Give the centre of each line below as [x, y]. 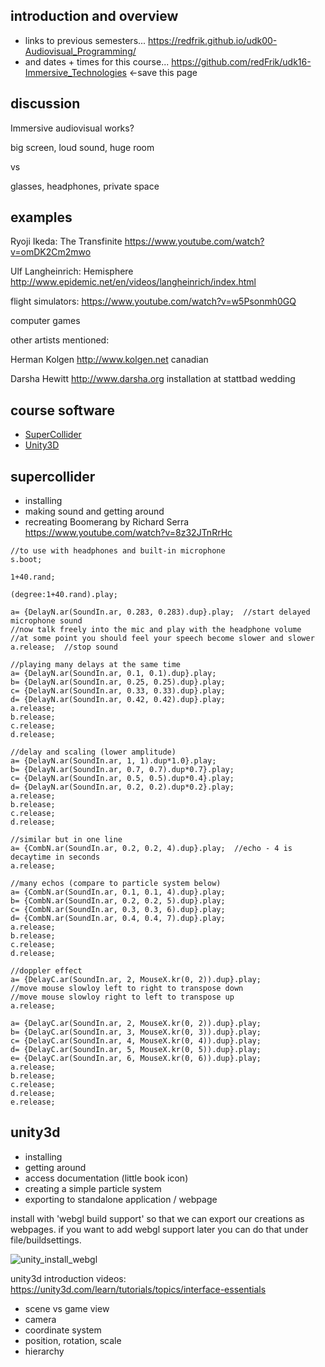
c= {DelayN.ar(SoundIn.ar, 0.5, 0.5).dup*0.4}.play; [122, 779]
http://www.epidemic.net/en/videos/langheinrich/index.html [133, 282]
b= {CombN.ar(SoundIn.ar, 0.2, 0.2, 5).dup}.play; [118, 901]
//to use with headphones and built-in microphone [118, 551]
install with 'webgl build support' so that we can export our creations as [157, 1218]
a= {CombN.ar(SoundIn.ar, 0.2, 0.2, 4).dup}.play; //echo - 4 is [151, 849]
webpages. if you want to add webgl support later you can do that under [159, 1229]
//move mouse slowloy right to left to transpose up [122, 997]
